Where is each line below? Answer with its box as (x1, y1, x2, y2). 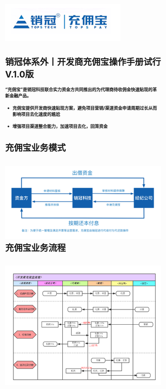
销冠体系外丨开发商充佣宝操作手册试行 (5, 56, 162, 68)
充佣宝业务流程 (5, 243, 66, 254)
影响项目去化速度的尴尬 (12, 111, 60, 117)
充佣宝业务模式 (5, 142, 66, 154)
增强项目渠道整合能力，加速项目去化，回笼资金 (12, 123, 108, 130)
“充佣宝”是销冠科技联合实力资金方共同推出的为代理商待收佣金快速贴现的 (5, 86, 153, 92)
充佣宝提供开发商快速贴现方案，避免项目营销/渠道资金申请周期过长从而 (12, 105, 157, 111)
